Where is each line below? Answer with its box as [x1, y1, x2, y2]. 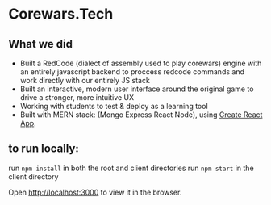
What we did [8, 37, 73, 51]
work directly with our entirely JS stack [19, 76, 151, 85]
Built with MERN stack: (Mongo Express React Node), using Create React [19, 110, 263, 119]
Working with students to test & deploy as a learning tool [19, 102, 208, 111]
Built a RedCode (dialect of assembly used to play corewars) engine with [19, 58, 262, 68]
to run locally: [8, 142, 79, 156]
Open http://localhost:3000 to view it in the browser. [8, 187, 182, 197]
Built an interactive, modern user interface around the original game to [19, 84, 254, 94]
